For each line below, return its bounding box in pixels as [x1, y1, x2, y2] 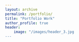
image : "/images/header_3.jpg [13, 29, 75, 34]
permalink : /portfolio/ [5, 12, 53, 16]
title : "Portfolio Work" [5, 16, 55, 21]
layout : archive [5, 7, 38, 12]
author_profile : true [5, 20, 49, 26]
